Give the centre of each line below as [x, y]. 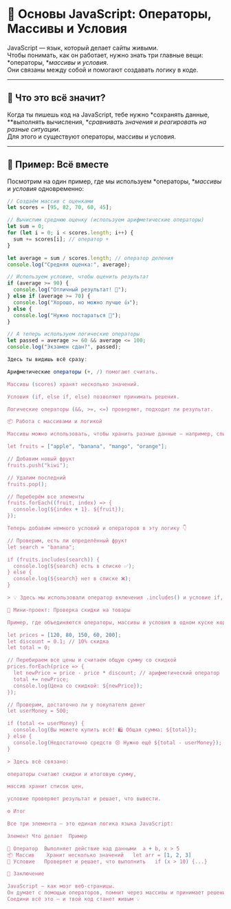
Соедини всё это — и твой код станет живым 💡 [74, 899]
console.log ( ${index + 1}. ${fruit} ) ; [69, 509]
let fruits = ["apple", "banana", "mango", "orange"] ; [87, 447]
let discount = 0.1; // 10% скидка [58, 641]
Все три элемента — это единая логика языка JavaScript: [90, 824]
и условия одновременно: [46, 188]
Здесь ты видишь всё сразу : [47, 360]
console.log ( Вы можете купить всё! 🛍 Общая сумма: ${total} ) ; [105, 730]
